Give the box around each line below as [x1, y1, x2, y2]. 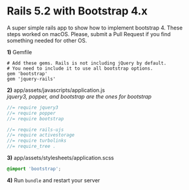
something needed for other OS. [7, 37, 87, 44]
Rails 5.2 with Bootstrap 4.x [7, 4, 148, 18]
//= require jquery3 [7, 104, 59, 111]
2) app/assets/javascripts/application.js [7, 86, 105, 94]
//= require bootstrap [7, 115, 64, 121]
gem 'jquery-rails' [7, 76, 56, 82]
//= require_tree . [7, 143, 56, 150]
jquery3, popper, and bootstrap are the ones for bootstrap [7, 93, 152, 100]
